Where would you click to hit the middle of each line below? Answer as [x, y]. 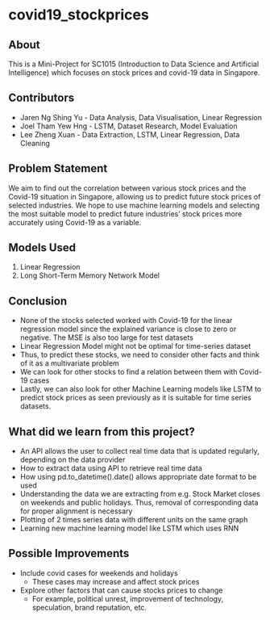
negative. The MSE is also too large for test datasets [106, 337]
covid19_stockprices [79, 15]
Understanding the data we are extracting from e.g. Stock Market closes [140, 494]
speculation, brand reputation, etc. [89, 607]
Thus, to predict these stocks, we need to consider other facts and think [140, 355]
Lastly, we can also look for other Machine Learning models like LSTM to [141, 389]
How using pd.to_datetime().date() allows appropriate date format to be [138, 477]
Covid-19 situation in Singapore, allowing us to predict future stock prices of [135, 196]
